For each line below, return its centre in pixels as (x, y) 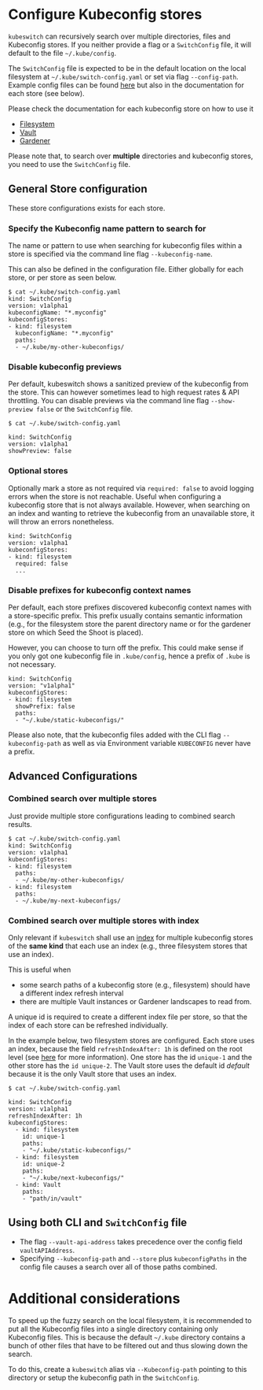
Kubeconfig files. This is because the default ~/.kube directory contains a (127, 1337)
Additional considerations (94, 1298)
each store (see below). (46, 93)
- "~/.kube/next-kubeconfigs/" (73, 1178)
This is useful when (40, 969)
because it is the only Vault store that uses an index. (92, 1073)
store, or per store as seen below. (62, 278)
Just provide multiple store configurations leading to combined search (122, 816)
